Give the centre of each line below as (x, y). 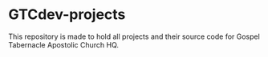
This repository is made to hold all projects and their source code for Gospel (134, 36)
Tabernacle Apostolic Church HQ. (63, 44)
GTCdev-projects (67, 15)
